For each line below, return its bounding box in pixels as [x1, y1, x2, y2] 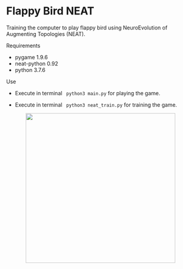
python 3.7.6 [14, 66, 46, 73]
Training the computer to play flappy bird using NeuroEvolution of [6, 24, 167, 31]
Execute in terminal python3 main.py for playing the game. [14, 89, 160, 96]
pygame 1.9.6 [14, 53, 48, 61]
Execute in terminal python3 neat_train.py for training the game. [14, 101, 178, 108]
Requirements [6, 42, 41, 49]
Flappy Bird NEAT [6, 4, 94, 18]
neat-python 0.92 [14, 60, 59, 67]
